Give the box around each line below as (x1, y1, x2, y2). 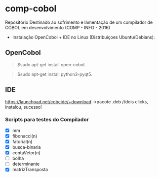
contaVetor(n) (12, 150, 40, 156)
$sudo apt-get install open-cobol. (17, 61, 86, 67)
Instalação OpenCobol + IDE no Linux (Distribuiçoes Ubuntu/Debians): (12, 34, 155, 40)
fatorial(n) (12, 138, 33, 144)
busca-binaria (12, 144, 41, 150)
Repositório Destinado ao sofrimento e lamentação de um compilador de (5, 19, 153, 25)
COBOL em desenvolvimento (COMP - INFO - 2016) (5, 24, 110, 30)
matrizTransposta (12, 167, 48, 173)
